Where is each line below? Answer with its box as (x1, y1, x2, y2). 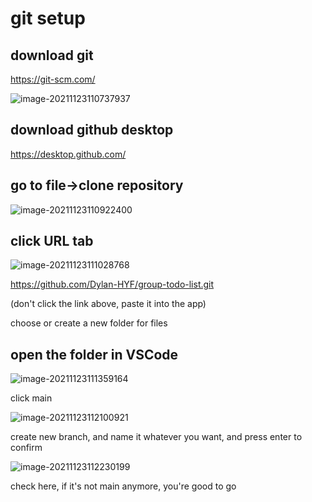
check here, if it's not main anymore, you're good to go (10, 480, 237, 492)
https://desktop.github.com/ (10, 148, 127, 160)
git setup (10, 7, 86, 30)
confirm (10, 442, 43, 454)
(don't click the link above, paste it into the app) (10, 298, 207, 310)
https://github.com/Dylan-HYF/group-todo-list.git (10, 278, 215, 291)
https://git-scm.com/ (10, 73, 96, 85)
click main (10, 392, 53, 404)
